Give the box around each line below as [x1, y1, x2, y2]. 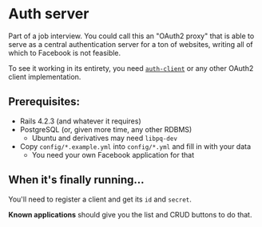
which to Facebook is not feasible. [8, 48, 121, 57]
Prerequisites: [8, 95, 80, 108]
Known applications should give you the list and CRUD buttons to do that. [8, 209, 252, 219]
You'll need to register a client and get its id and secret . [8, 194, 192, 204]
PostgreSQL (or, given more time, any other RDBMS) [19, 124, 193, 134]
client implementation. [8, 72, 81, 81]
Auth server [8, 5, 89, 23]
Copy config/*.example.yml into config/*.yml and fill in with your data [19, 141, 252, 151]
